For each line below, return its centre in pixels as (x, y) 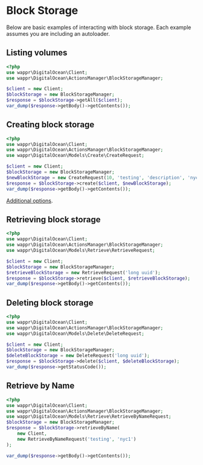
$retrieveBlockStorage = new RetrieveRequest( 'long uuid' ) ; (84, 272)
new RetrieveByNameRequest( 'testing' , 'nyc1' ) (77, 439)
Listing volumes (37, 53)
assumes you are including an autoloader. (58, 33)
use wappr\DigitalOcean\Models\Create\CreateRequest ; (76, 156)
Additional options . (30, 200)
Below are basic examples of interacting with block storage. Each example (99, 27)
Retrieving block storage (53, 219)
